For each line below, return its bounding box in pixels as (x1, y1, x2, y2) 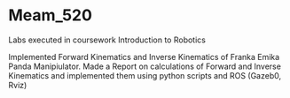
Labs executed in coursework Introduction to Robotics (8, 34, 206, 45)
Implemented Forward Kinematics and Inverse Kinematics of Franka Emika (8, 51, 280, 62)
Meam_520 (8, 5, 92, 26)
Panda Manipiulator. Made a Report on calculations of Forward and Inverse (8, 61, 281, 72)
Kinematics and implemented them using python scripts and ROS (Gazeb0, (8, 70, 282, 80)
